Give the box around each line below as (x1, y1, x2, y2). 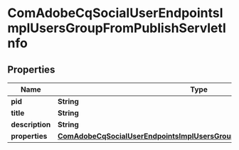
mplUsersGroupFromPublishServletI (7, 20, 226, 36)
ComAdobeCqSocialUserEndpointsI (7, 5, 223, 21)
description (11, 119, 51, 129)
